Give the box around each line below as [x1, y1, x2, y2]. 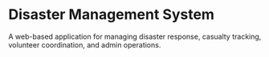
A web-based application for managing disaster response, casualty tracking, [8, 32, 262, 41]
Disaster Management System [8, 6, 215, 24]
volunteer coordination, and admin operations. [8, 40, 161, 49]
